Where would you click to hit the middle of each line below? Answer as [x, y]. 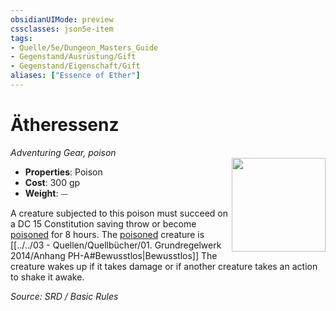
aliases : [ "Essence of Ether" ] [75, 76]
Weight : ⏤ [46, 193]
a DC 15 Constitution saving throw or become [103, 223]
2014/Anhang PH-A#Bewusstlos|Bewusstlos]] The [114, 255]
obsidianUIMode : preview [62, 19]
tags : [21, 38]
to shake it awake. [47, 277]
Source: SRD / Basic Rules [64, 296]
